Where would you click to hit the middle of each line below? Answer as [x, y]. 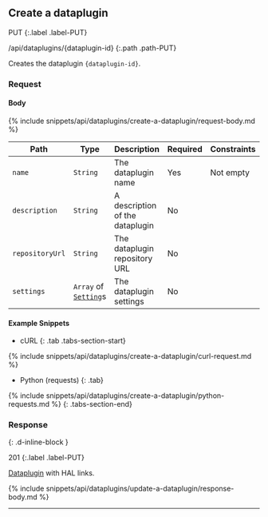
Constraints [233, 149]
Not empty [230, 173]
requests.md [29, 404]
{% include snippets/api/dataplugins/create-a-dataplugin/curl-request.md [130, 356]
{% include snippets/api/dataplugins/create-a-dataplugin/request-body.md [132, 121]
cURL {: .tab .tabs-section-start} [73, 341]
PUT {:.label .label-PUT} [48, 32]
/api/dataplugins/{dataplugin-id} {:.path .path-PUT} [93, 48]
